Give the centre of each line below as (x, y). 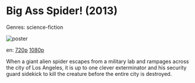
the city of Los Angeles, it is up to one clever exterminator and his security (96, 67)
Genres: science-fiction (35, 27)
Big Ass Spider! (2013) (62, 11)
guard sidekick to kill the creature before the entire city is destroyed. (89, 74)
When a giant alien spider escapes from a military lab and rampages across (98, 61)
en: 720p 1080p (25, 50)
